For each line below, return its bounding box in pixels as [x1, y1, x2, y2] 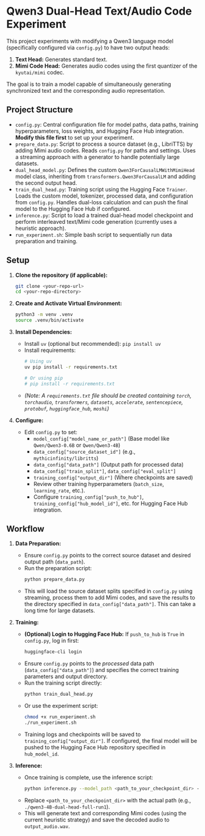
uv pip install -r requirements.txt [24, 364, 118, 370]
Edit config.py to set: [24, 428, 77, 435]
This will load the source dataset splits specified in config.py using [24, 587, 193, 595]
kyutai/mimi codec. [15, 68, 65, 76]
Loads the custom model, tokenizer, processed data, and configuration [15, 192, 193, 199]
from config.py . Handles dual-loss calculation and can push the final [15, 198, 188, 205]
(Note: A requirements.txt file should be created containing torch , [24, 391, 192, 399]
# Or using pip [24, 375, 63, 381]
